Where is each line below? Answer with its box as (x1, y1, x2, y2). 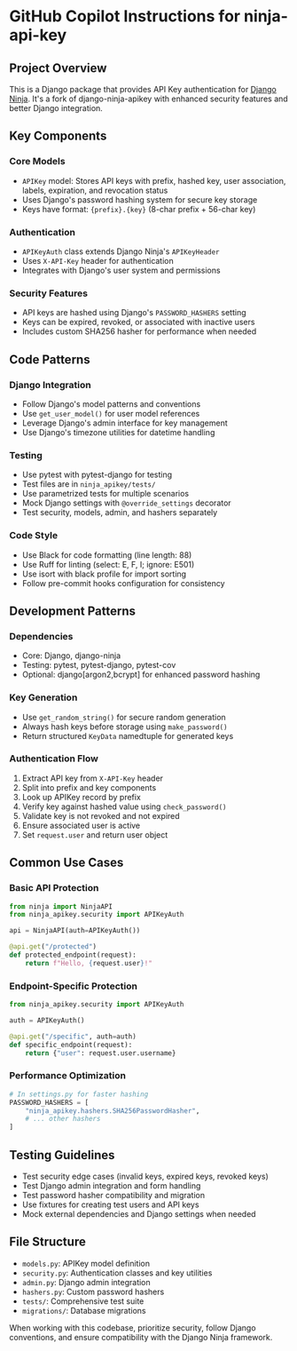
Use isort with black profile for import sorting (21, 568, 187, 579)
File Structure (9, 1235, 86, 1250)
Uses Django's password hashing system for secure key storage (21, 194, 258, 205)
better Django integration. (9, 103, 104, 113)
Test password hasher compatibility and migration (21, 1189, 206, 1200)
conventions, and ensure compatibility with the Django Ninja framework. (9, 1331, 273, 1342)
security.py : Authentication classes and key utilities (21, 1268, 213, 1278)
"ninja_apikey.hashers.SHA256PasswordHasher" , (25, 1106, 200, 1116)
